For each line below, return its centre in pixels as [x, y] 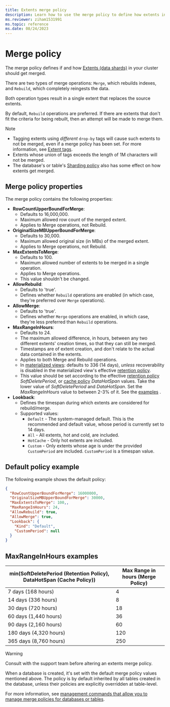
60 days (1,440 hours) [35, 616]
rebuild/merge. [36, 408]
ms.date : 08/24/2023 [27, 29]
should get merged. [26, 73]
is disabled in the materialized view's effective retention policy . [86, 370]
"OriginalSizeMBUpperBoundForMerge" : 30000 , [57, 498]
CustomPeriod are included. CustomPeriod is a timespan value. [91, 451]
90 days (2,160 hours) [35, 625]
